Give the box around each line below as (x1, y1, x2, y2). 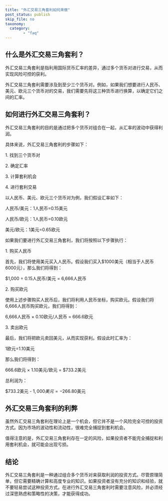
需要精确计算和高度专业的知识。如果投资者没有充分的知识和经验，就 (22, 478, 163, 484)
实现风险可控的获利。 (5, 71, 49, 77)
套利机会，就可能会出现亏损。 (9, 441, 71, 447)
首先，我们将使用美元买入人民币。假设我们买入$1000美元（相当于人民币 (5, 259, 154, 265)
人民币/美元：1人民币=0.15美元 (5, 205, 68, 211)
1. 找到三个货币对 (5, 152, 40, 158)
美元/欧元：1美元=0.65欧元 (5, 226, 60, 232)
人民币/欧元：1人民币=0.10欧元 (5, 216, 68, 222)
